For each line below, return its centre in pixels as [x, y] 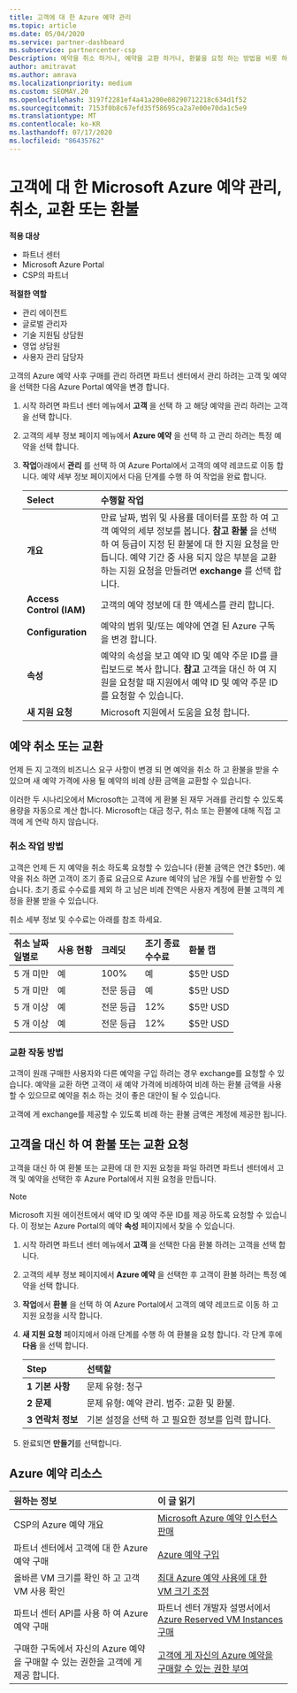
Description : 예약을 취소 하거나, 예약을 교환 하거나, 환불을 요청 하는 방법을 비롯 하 [148, 58]
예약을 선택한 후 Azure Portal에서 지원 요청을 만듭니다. [122, 1179]
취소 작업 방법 [37, 846]
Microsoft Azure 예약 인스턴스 [218, 1518]
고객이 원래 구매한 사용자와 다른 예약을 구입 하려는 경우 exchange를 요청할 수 [142, 1074]
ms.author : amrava [43, 75]
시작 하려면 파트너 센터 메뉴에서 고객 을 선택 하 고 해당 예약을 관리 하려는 [147, 405]
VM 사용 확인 [39, 1591]
